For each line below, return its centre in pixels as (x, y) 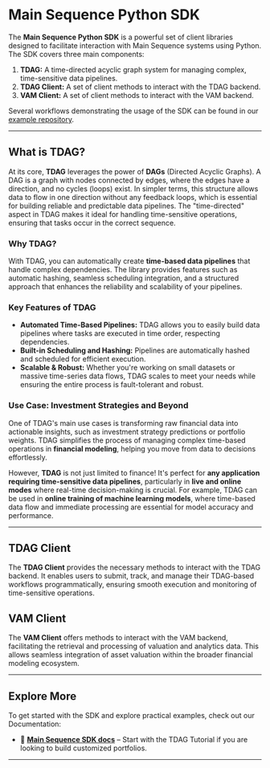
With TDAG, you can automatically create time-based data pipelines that (129, 261)
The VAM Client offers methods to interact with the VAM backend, (119, 638)
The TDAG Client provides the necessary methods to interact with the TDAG (135, 567)
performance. (31, 515)
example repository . (41, 119)
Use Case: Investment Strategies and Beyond (98, 406)
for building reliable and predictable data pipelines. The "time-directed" (127, 206)
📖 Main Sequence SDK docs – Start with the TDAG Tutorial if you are (134, 740)
